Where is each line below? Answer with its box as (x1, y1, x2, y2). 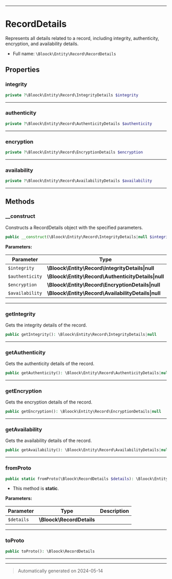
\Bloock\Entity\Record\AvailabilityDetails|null (47, 289, 161, 297)
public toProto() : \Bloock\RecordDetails (5, 549, 95, 554)
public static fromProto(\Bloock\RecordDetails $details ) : (5, 476, 134, 481)
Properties (5, 65, 40, 74)
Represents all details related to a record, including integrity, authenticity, (5, 35, 160, 41)
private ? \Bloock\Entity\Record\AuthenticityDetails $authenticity (5, 121, 153, 126)
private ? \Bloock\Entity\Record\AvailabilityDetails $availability (5, 178, 153, 184)
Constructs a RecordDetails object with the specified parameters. (5, 224, 143, 230)
